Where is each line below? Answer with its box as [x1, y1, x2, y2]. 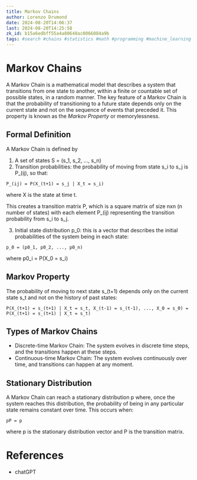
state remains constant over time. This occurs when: [6, 406, 134, 414]
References [6, 449, 64, 462]
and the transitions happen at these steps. [14, 348, 117, 355]
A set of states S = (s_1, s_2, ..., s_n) [14, 157, 101, 164]
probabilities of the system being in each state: [14, 233, 129, 240]
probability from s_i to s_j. [6, 215, 69, 222]
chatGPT [14, 468, 37, 476]
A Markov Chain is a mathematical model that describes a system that [6, 81, 176, 88]
